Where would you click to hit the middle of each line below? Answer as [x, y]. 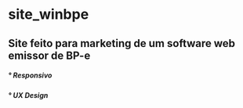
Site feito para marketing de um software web [122, 43]
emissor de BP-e [49, 55]
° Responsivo [30, 75]
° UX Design [28, 95]
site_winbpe [49, 14]
